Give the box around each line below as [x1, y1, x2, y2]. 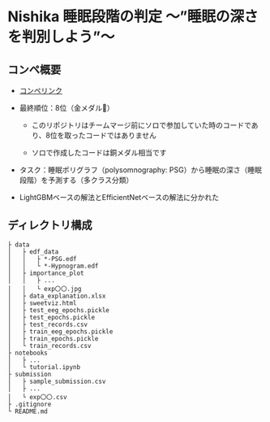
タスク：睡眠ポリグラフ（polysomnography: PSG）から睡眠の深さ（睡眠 [19, 165, 263, 175]
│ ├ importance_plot [7, 269, 84, 277]
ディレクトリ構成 [7, 219, 92, 233]
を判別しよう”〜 [7, 28, 115, 46]
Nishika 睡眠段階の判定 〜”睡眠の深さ [7, 7, 259, 26]
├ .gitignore [7, 400, 52, 408]
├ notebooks [7, 349, 48, 357]
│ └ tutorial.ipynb [7, 363, 81, 371]
